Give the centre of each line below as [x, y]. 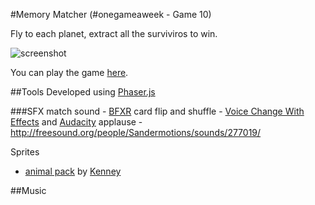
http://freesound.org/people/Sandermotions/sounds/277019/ [136, 132]
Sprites [25, 152]
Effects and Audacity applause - [76, 122]
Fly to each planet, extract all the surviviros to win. [114, 33]
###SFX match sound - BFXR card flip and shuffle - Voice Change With [157, 111]
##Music [28, 190]
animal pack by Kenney [73, 171]
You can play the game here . [69, 72]
